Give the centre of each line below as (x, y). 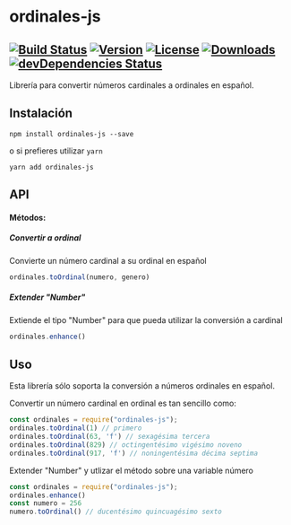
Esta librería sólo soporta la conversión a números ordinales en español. (142, 386)
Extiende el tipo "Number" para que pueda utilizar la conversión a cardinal (146, 319)
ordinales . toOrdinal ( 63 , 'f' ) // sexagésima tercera (110, 437)
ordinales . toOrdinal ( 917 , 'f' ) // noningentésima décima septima (133, 453)
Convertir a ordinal (45, 238)
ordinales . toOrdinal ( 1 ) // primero (76, 428)
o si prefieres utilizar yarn (56, 151)
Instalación (41, 114)
